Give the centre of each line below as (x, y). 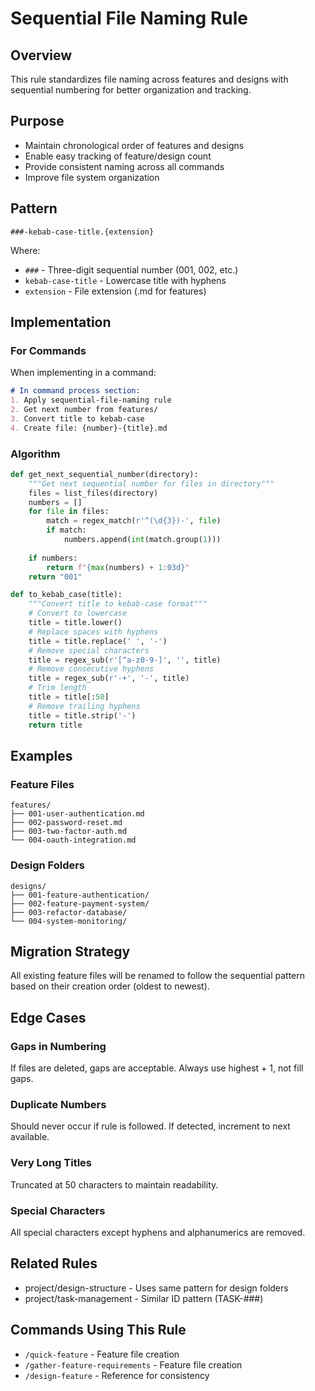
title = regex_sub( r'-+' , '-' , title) (109, 678)
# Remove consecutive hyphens (91, 669)
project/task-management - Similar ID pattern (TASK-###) (144, 1298)
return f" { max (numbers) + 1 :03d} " (118, 567)
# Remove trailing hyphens (84, 706)
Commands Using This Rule (98, 1330)
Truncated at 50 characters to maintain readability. (114, 1184)
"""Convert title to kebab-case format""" (118, 604)
